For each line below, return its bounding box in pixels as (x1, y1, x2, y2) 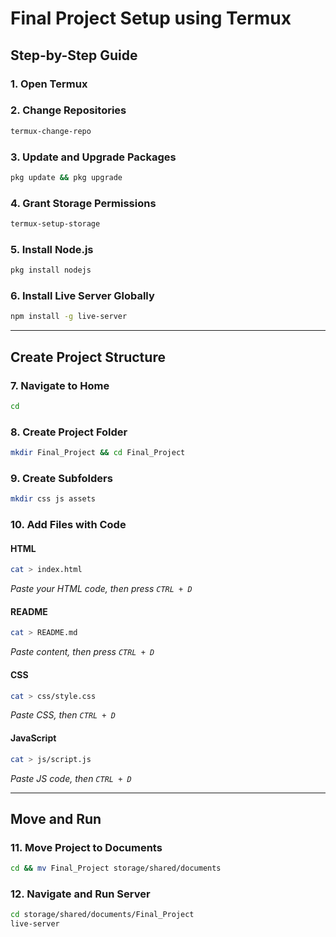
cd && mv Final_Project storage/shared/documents (10, 863, 222, 874)
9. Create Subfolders (10, 472, 113, 486)
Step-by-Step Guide (10, 47, 138, 64)
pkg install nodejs (10, 265, 92, 276)
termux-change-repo (10, 126, 92, 136)
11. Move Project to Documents (10, 840, 163, 854)
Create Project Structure (10, 348, 166, 366)
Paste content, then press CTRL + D (10, 646, 155, 658)
